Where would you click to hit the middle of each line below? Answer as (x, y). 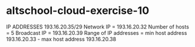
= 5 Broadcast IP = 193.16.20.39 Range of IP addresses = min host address (97, 32)
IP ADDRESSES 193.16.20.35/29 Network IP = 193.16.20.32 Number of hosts (98, 27)
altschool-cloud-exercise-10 (78, 11)
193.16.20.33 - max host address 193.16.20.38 (61, 39)
